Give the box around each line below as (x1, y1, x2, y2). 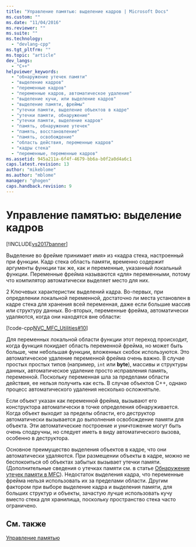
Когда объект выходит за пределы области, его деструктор (6, 409, 156, 417)
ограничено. (6, 502, 37, 509)
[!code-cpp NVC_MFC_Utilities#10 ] (6, 324, 88, 332)
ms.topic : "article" (6, 52, 57, 58)
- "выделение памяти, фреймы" (11, 101, 85, 107)
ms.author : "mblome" (6, 173, 57, 178)
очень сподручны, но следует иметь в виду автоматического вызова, (6, 428, 181, 435)
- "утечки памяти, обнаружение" (11, 112, 91, 118)
